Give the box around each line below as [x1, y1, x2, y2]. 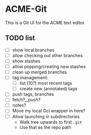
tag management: [12, 75, 48, 81]
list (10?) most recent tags [19, 80, 72, 86]
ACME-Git [5, 3, 47, 15]
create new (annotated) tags [19, 86, 78, 92]
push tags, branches [12, 91, 54, 97]
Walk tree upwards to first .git [19, 119, 82, 125]
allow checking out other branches [12, 53, 83, 58]
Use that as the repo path [19, 124, 71, 130]
